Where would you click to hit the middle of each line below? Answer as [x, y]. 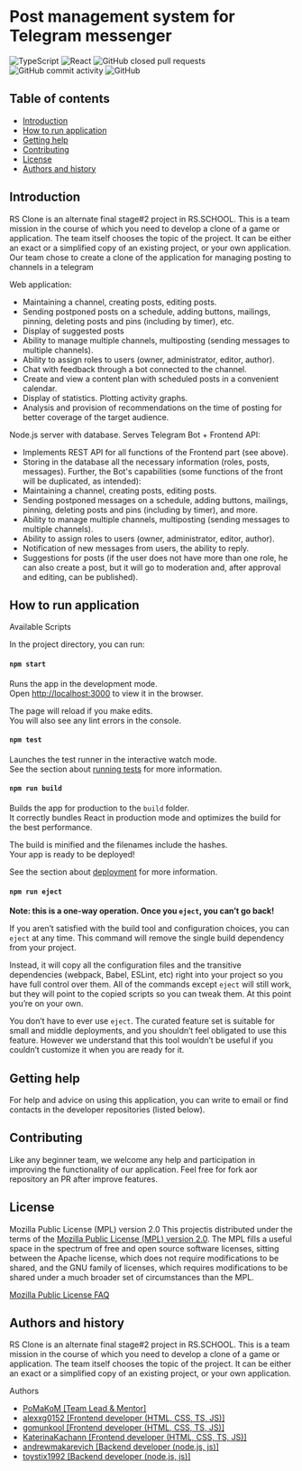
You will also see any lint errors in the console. [96, 720]
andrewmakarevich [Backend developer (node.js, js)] [120, 1447]
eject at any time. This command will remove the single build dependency [147, 938]
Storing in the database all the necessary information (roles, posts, [146, 462]
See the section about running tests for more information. [116, 769]
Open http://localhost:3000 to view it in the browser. [106, 693]
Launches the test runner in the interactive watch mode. [114, 759]
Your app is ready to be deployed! [72, 854]
